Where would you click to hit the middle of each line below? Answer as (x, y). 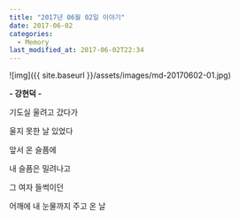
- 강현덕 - (26, 94)
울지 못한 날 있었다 (41, 131)
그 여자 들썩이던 (37, 187)
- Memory (33, 42)
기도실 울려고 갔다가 (43, 112)
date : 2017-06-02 (41, 26)
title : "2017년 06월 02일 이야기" (67, 17)
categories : (31, 34)
